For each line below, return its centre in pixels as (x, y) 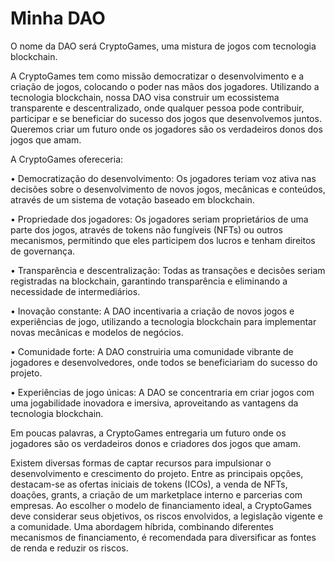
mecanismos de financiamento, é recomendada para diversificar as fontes (163, 537)
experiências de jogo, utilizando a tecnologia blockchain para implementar (163, 321)
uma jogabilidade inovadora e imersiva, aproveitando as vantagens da (154, 403)
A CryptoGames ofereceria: (67, 159)
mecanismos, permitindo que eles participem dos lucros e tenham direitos (163, 240)
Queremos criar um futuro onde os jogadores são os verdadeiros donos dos (166, 129)
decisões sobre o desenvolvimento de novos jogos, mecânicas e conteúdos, (168, 189)
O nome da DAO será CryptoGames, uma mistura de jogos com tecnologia (163, 46)
